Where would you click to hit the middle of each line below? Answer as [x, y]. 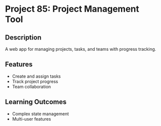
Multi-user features [31, 119]
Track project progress [35, 81]
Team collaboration [31, 86]
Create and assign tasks [36, 76]
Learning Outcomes [36, 102]
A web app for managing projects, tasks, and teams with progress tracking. [80, 49]
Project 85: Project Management [72, 9]
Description [23, 37]
